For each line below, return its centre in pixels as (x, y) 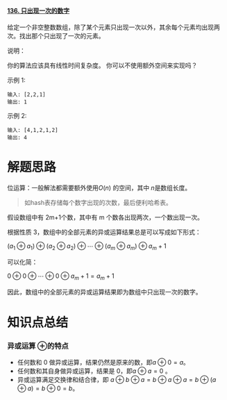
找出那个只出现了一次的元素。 (62, 36)
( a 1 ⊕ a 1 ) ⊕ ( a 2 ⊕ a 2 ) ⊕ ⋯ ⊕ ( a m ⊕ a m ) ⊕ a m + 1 (87, 247)
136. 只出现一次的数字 (39, 10)
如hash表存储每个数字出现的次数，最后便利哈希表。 (98, 203)
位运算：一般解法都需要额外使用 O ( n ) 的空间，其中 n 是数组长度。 (99, 188)
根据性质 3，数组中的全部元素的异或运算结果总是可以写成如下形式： (104, 232)
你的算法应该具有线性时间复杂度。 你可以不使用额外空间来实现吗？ (102, 65)
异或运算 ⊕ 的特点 (38, 346)
